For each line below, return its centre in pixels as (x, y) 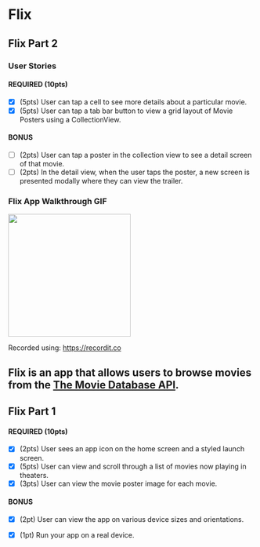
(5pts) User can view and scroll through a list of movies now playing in (133, 466)
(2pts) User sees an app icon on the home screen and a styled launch (132, 449)
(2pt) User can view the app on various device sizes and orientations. (132, 519)
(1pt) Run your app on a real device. (77, 534)
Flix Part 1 (32, 412)
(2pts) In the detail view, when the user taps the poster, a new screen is (135, 172)
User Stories (32, 66)
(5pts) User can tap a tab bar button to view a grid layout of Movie (126, 111)
